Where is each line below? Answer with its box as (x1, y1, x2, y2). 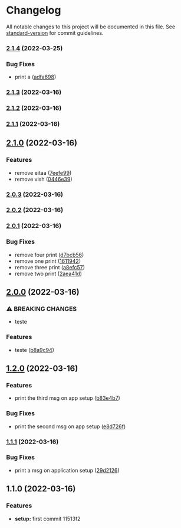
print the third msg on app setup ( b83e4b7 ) (14, 395, 121, 402)
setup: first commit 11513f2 (14, 515, 81, 522)
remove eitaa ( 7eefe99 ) (14, 169, 72, 176)
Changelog (6, 4, 61, 17)
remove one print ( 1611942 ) (14, 258, 81, 265)
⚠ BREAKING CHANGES (6, 305, 77, 313)
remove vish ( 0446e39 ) (14, 175, 73, 182)
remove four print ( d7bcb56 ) (14, 251, 84, 258)
